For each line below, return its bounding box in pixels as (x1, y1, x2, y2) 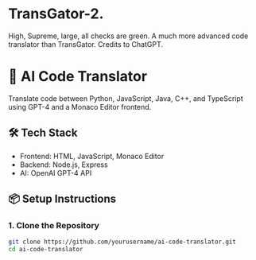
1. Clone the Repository (8, 220, 99, 231)
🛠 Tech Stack (8, 126, 78, 140)
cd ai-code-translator (8, 246, 83, 254)
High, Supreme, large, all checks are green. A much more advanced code (8, 31, 249, 41)
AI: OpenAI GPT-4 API (19, 168, 92, 177)
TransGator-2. (8, 5, 104, 23)
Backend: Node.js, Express (19, 160, 109, 169)
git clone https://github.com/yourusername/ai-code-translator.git (8, 238, 237, 246)
